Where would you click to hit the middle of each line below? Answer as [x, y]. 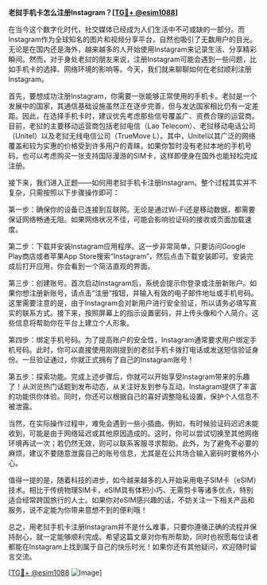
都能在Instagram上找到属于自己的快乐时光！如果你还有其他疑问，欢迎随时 [129, 547]
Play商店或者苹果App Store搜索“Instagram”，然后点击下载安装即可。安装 [128, 256]
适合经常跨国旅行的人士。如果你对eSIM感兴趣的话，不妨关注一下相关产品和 [132, 500]
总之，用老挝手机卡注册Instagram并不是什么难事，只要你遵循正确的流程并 [129, 527]
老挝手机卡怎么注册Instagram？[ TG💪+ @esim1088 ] [93, 12]
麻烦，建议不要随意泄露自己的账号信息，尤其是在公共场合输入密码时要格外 [130, 453]
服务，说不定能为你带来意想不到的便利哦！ [78, 510]
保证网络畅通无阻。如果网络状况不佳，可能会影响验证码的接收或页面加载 [126, 219]
